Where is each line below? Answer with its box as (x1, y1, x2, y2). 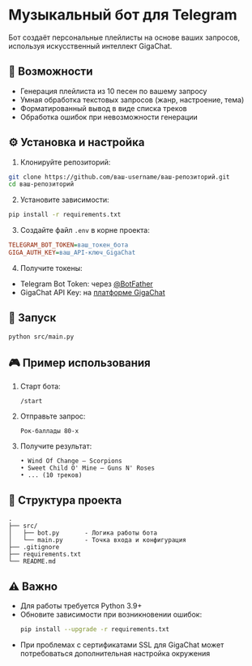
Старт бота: (19, 381, 61, 391)
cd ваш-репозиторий (8, 180, 75, 188)
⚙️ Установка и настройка (8, 135, 145, 149)
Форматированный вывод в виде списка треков (19, 103, 188, 113)
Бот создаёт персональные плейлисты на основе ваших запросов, (8, 32, 241, 42)
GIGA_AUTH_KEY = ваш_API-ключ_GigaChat (8, 249, 136, 257)
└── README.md (8, 557, 57, 565)
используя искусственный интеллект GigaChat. (8, 41, 173, 50)
